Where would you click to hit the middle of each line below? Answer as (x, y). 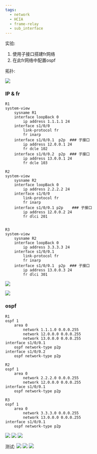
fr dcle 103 (36, 163)
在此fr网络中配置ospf (34, 60)
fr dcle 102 (36, 149)
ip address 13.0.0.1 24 (48, 159)
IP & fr (13, 94)
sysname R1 (25, 113)
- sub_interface (26, 29)
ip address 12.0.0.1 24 (48, 144)
